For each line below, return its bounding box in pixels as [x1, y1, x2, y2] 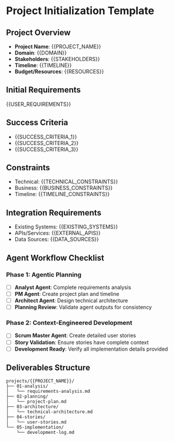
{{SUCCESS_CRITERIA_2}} [14, 139, 79, 146]
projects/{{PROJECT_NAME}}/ [6, 378, 75, 384]
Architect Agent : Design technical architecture [14, 297, 128, 304]
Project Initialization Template [6, 4, 155, 18]
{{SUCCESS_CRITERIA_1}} [14, 133, 77, 140]
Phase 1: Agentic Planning [6, 270, 82, 278]
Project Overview [6, 28, 71, 38]
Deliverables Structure [6, 363, 91, 373]
